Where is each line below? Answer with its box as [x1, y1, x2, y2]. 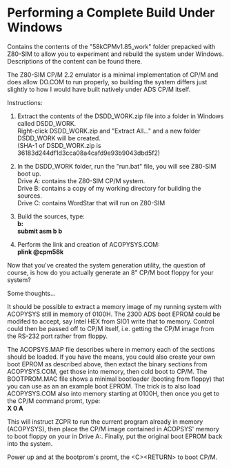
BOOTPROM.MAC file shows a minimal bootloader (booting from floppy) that [7, 375, 225, 383]
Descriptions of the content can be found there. [7, 57, 143, 65]
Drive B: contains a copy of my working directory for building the [17, 184, 201, 192]
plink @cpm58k [17, 247, 64, 256]
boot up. [17, 169, 41, 178]
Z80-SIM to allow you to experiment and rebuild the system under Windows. [7, 50, 224, 58]
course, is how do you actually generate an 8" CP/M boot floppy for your [7, 268, 214, 277]
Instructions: [7, 98, 43, 106]
